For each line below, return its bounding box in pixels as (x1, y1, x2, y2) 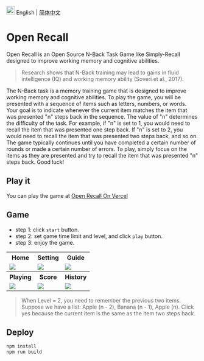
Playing (9, 273, 32, 281)
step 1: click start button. (15, 226, 79, 233)
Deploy (6, 327, 34, 337)
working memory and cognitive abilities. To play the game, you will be (6, 93, 181, 100)
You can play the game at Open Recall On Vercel (6, 192, 128, 199)
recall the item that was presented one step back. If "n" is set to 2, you (6, 125, 183, 133)
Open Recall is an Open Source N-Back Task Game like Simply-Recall (6, 51, 181, 58)
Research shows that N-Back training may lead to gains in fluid (21, 69, 179, 76)
